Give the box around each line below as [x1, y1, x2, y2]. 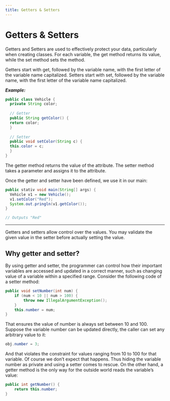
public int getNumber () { [5, 382, 60, 387]
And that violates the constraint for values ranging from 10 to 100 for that [5, 351, 157, 357]
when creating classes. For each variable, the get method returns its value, [5, 51, 161, 57]
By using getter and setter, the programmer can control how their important [5, 262, 162, 269]
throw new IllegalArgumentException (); [23, 298, 108, 303]
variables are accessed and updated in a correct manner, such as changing [5, 268, 162, 274]
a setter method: [5, 279, 40, 285]
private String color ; [10, 102, 58, 107]
